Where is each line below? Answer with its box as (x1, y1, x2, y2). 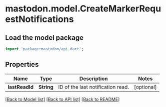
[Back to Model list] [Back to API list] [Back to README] (5, 96, 120, 102)
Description (79, 75, 108, 82)
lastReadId (7, 83, 34, 90)
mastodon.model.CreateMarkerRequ (5, 3, 161, 14)
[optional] (133, 83, 157, 90)
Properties (5, 60, 39, 69)
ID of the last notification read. (58, 83, 129, 90)
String (38, 83, 53, 90)
